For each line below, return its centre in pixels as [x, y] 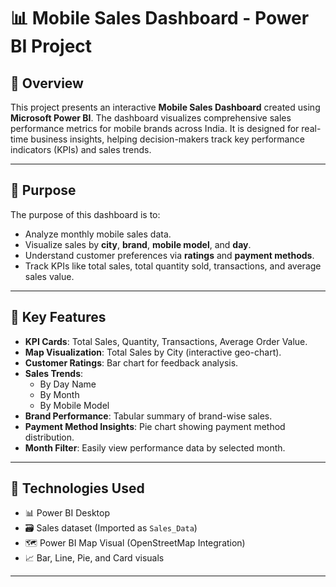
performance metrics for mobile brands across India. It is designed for [155, 128]
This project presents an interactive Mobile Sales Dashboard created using [165, 107]
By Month [59, 394]
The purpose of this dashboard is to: [85, 214]
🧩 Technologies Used [77, 488]
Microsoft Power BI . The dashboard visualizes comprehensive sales [151, 118]
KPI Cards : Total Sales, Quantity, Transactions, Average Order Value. [166, 341]
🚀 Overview [47, 83]
